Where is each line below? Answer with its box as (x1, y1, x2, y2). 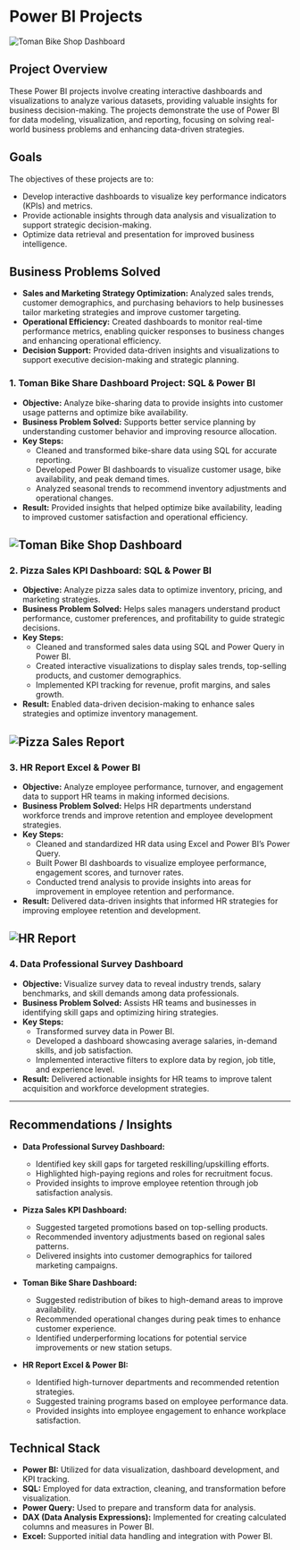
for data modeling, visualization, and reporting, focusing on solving (9, 114, 256, 124)
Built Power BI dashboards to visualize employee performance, (35, 858, 267, 869)
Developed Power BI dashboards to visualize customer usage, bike (35, 464, 281, 475)
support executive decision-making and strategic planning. (21, 355, 239, 365)
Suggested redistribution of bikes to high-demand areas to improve (35, 1294, 284, 1305)
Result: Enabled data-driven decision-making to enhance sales (21, 698, 255, 709)
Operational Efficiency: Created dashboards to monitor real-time (21, 316, 263, 328)
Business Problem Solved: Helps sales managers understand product (21, 604, 281, 614)
